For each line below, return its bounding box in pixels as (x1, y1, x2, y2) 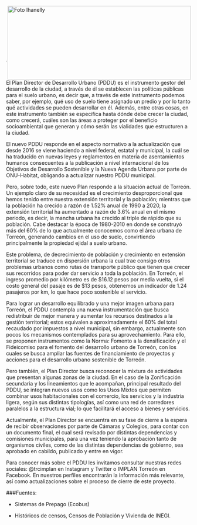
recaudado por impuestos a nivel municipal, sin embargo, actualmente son (6, 325, 186, 332)
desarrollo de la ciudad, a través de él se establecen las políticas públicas (6, 85, 184, 92)
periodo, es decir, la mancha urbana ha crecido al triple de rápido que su (6, 215, 182, 221)
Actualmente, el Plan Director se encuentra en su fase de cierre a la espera (6, 417, 188, 423)
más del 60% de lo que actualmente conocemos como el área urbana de (6, 227, 182, 234)
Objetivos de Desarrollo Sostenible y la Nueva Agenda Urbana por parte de (6, 165, 188, 172)
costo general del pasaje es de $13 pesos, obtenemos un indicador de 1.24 (6, 283, 187, 289)
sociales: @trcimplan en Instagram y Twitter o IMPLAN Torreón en (6, 466, 166, 472)
